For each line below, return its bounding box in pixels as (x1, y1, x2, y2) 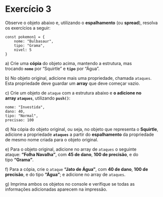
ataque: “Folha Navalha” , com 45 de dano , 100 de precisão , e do (5, 151, 138, 157)
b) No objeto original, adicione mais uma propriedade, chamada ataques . (5, 75, 152, 81)
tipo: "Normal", (5, 113, 38, 118)
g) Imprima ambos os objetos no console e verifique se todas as (5, 181, 135, 187)
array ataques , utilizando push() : (5, 95, 70, 101)
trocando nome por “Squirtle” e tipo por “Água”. (5, 66, 100, 71)
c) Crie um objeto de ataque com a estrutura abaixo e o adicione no (5, 90, 141, 96)
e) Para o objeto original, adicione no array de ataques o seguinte (5, 146, 136, 152)
